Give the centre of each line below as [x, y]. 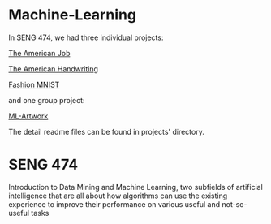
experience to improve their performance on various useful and [114, 204]
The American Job [39, 53]
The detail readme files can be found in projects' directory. [106, 131]
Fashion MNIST [34, 84]
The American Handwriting [54, 69]
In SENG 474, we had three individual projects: [86, 37]
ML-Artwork [28, 116]
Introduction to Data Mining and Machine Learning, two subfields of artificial [136, 187]
